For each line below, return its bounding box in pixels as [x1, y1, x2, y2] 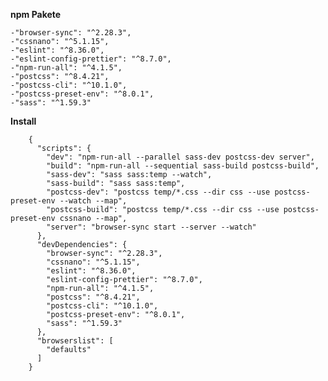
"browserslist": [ [36, 336, 114, 346]
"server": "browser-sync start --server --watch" [46, 222, 257, 232]
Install [10, 115, 37, 127]
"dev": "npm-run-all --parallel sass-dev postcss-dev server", [46, 152, 315, 162]
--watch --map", [59, 196, 128, 206]
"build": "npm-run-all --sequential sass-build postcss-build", [46, 161, 320, 171]
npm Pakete [10, 9, 62, 20]
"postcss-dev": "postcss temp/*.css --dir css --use [46, 187, 271, 197]
